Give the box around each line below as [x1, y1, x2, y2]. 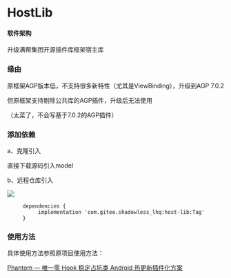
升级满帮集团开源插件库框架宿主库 [7, 46, 104, 54]
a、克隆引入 [7, 146, 41, 155]
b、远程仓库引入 [7, 176, 54, 184]
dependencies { [22, 202, 67, 210]
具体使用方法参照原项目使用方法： [7, 249, 104, 257]
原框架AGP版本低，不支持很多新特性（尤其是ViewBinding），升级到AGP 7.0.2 [7, 81, 225, 90]
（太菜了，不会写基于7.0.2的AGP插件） [7, 110, 118, 119]
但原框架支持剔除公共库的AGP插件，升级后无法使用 [7, 96, 153, 104]
